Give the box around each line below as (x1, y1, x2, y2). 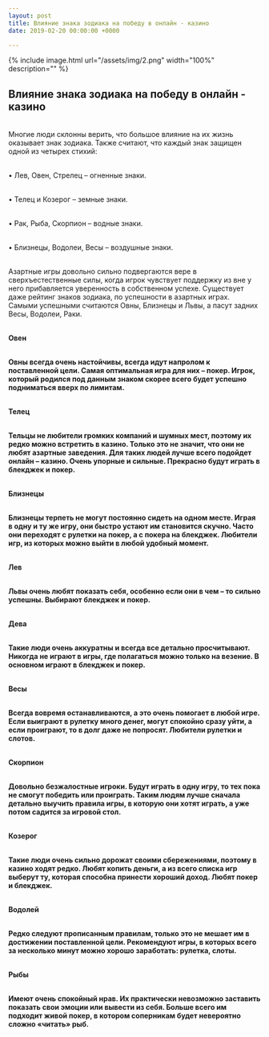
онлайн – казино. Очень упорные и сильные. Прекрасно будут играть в (8, 456, 260, 466)
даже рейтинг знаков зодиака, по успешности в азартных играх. (8, 292, 231, 302)
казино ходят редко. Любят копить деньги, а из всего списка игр (8, 864, 238, 874)
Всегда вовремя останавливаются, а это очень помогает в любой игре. (8, 708, 260, 717)
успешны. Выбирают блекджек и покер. (8, 595, 151, 605)
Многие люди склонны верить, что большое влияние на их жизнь (8, 130, 234, 139)
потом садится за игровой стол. (8, 807, 122, 817)
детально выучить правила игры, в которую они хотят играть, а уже (8, 798, 250, 809)
